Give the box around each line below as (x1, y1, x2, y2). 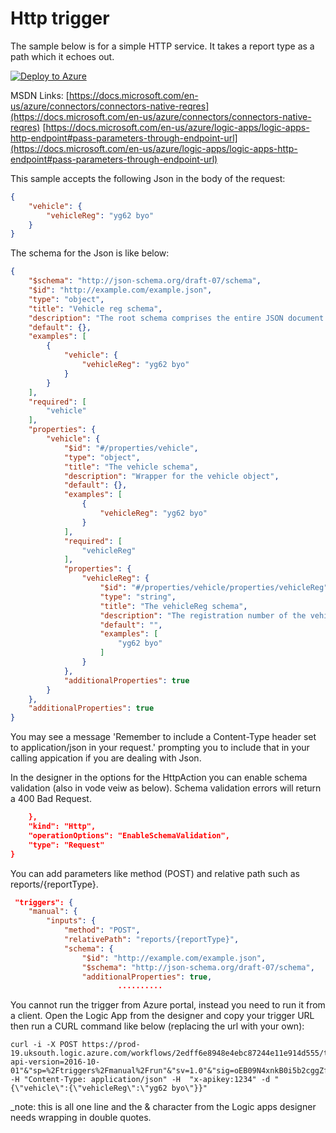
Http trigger (10, 7, 110, 30)
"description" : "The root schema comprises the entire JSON (28, 313, 284, 323)
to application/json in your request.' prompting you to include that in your (10, 742, 310, 754)
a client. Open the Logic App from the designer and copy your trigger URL (10, 1010, 315, 1022)
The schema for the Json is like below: (10, 247, 170, 259)
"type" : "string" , (99, 592, 177, 602)
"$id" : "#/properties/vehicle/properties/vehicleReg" (99, 583, 329, 593)
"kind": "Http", (28, 822, 97, 832)
